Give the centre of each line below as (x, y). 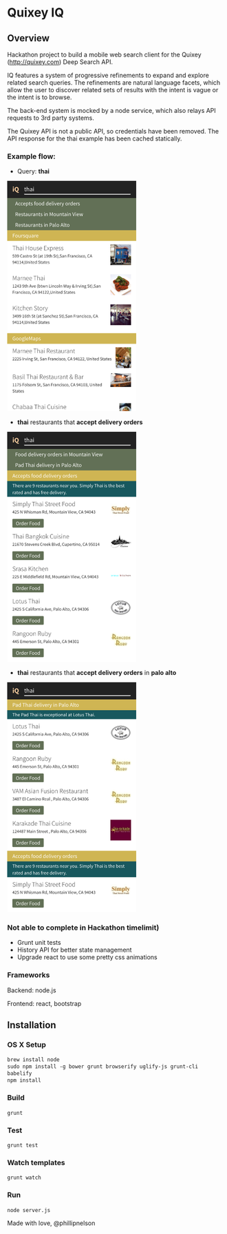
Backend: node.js (32, 990)
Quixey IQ (35, 13)
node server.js (29, 1210)
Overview (29, 38)
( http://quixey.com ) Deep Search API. (60, 62)
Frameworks (29, 975)
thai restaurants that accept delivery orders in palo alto (97, 672)
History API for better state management (74, 950)
